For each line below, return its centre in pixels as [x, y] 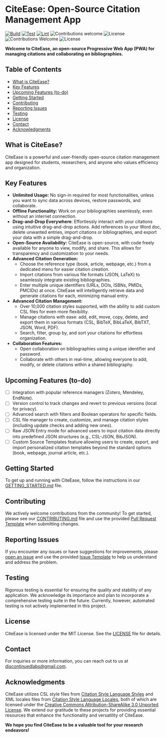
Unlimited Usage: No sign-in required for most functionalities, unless [83, 195]
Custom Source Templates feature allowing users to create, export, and [85, 442]
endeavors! [17, 730]
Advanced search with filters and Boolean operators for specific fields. [85, 414]
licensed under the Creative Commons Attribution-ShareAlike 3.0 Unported [82, 705]
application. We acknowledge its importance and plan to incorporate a [77, 595]
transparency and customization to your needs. [61, 253]
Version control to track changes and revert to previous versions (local [84, 403]
